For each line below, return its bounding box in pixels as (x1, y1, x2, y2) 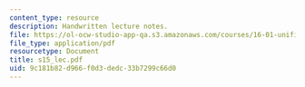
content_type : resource (9, 13, 100, 23)
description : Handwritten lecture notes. (9, 22, 169, 31)
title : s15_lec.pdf (9, 55, 84, 64)
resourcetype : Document (9, 47, 100, 56)
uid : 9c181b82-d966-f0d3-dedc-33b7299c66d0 (9, 64, 177, 73)
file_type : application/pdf (9, 38, 116, 48)
